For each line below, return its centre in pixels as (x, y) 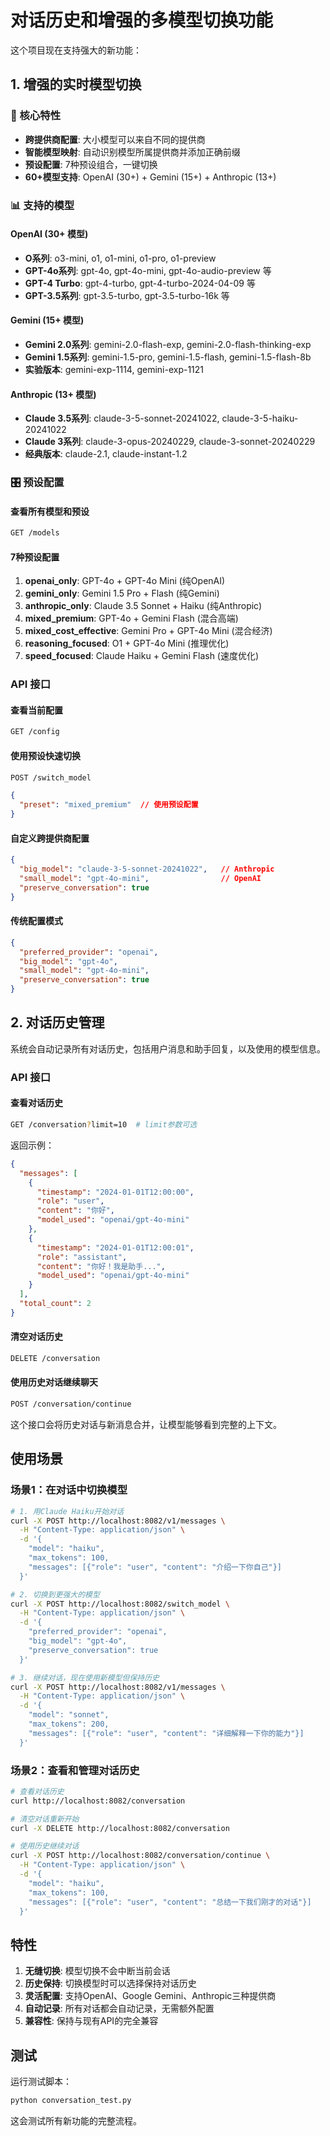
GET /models (35, 533)
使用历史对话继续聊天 (54, 1382)
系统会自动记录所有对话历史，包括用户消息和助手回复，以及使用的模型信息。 (168, 1048)
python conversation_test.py (71, 2101)
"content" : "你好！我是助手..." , (101, 1266)
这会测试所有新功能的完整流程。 (76, 2120)
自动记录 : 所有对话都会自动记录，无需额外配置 (119, 2008)
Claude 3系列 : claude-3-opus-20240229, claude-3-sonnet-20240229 (170, 442)
